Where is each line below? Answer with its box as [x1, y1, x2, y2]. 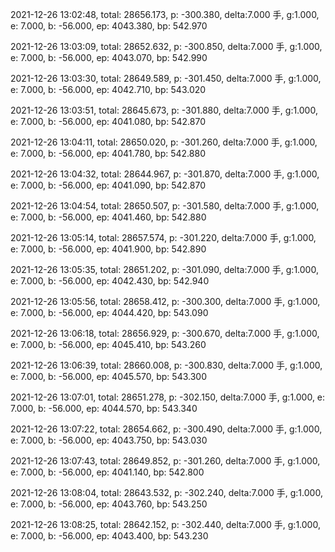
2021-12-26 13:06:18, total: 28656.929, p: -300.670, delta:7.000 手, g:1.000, [10, 328, 320, 339]
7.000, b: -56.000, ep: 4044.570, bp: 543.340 [10, 403, 198, 414]
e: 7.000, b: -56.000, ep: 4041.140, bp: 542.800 [10, 466, 205, 478]
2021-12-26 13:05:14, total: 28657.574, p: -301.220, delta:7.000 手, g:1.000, [10, 232, 317, 243]
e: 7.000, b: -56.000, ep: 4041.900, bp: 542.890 [10, 243, 207, 255]
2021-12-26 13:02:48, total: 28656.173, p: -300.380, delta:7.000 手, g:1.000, [10, 9, 320, 20]
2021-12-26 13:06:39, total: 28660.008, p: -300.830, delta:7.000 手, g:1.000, [10, 359, 323, 371]
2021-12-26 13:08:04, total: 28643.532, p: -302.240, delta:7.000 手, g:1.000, [10, 487, 323, 498]
